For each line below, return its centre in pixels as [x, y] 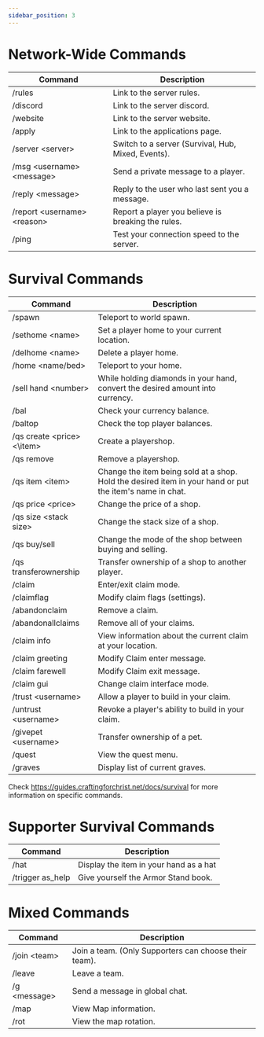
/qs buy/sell [33, 544]
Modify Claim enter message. [152, 658]
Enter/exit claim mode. [139, 584]
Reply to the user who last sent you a [181, 189]
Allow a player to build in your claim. [164, 697]
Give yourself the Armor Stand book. [145, 877]
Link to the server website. [161, 118]
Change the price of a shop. [149, 504]
